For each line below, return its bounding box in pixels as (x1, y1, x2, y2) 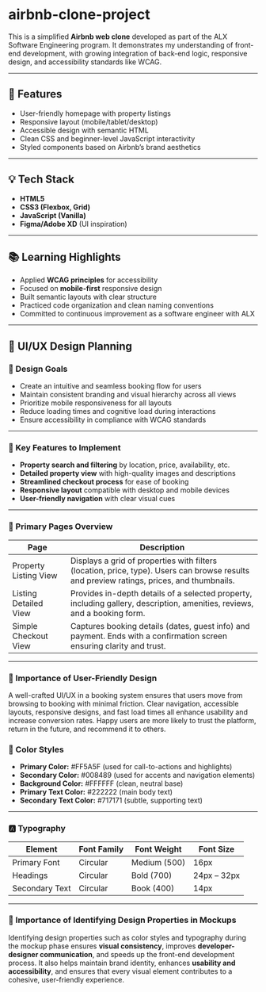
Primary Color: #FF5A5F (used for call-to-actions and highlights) (19, 762, 233, 772)
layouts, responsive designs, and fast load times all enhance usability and (8, 707, 248, 717)
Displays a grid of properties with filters (70, 555, 218, 566)
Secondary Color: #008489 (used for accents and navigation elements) (19, 771, 256, 780)
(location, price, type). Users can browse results (70, 565, 250, 576)
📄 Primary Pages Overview (8, 521, 113, 532)
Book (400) (131, 883, 175, 894)
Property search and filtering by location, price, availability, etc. (19, 460, 230, 469)
